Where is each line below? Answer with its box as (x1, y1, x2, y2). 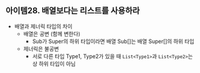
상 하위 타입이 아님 (32, 60, 76, 67)
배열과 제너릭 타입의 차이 (14, 23, 73, 30)
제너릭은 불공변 (23, 45, 59, 52)
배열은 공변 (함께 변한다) (23, 30, 80, 37)
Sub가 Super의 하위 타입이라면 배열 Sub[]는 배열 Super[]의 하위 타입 (32, 38, 195, 45)
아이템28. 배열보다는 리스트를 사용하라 (5, 5, 140, 16)
